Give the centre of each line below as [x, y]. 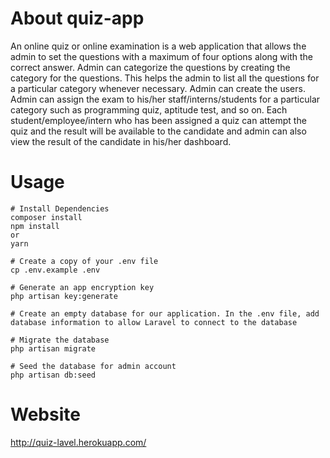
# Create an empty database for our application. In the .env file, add [165, 313]
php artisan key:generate [64, 296]
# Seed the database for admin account [93, 366]
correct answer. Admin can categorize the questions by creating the [150, 67]
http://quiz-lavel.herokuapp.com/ [78, 442]
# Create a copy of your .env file [84, 261]
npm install [35, 226]
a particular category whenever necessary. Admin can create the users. [158, 88]
